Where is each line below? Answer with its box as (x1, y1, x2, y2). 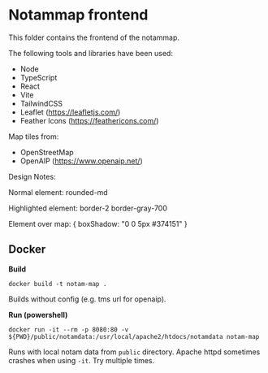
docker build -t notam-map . (8, 280, 107, 288)
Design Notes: (8, 171, 56, 181)
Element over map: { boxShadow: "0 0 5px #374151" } (8, 219, 188, 228)
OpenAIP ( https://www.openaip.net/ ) (19, 156, 144, 166)
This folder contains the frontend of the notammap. (8, 33, 180, 42)
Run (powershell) (8, 310, 68, 319)
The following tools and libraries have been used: (8, 48, 173, 58)
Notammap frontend (8, 6, 149, 24)
